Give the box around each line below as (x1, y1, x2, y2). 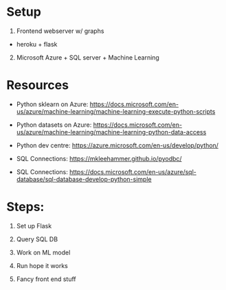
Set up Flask (16, 221, 52, 230)
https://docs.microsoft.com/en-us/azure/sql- (69, 167, 196, 176)
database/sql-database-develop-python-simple (16, 175, 152, 183)
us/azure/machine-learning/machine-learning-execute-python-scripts (16, 107, 216, 115)
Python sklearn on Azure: (16, 100, 89, 108)
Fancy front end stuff (16, 275, 76, 283)
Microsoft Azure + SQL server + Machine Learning (16, 53, 159, 62)
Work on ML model (16, 248, 71, 256)
